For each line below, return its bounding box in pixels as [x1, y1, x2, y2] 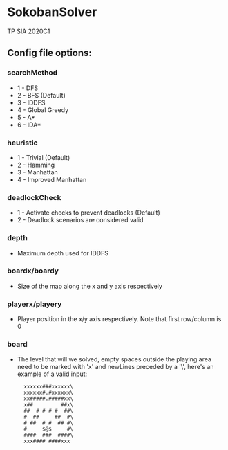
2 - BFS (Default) [17, 91, 66, 99]
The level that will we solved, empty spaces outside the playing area [17, 355, 212, 363]
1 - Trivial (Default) [17, 153, 70, 161]
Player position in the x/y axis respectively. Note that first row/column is [17, 315, 222, 323]
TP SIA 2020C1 [7, 27, 50, 35]
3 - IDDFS [17, 98, 46, 107]
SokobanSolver [7, 4, 97, 20]
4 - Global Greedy [17, 105, 69, 114]
